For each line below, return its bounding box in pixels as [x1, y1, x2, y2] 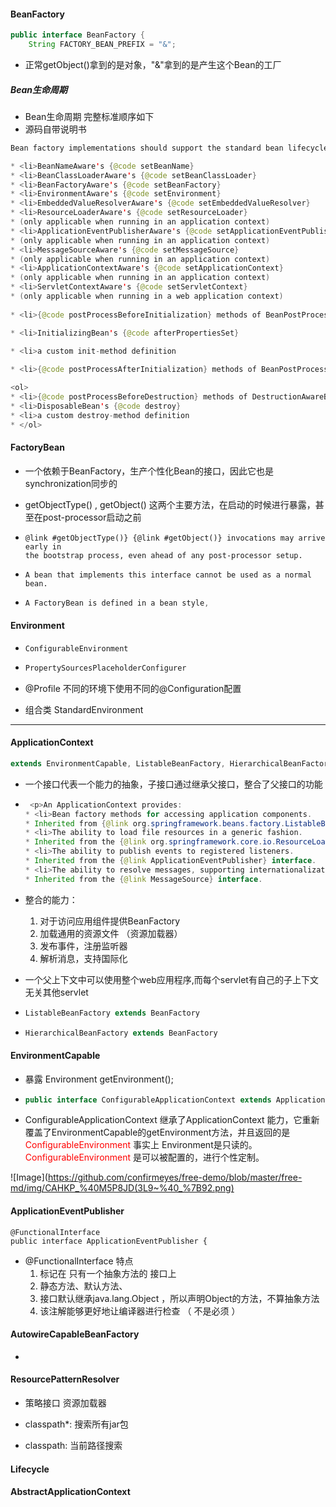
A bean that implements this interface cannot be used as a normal [24, 570, 312, 580]
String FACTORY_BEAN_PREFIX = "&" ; [28, 40, 177, 50]
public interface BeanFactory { [10, 30, 145, 40]
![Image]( [10, 1171, 48, 1184]
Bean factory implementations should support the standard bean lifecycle [10, 143, 329, 153]
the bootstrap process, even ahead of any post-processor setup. [24, 550, 303, 560]
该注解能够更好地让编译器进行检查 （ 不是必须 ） [39, 1305, 241, 1317]
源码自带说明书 [24, 123, 87, 135]
